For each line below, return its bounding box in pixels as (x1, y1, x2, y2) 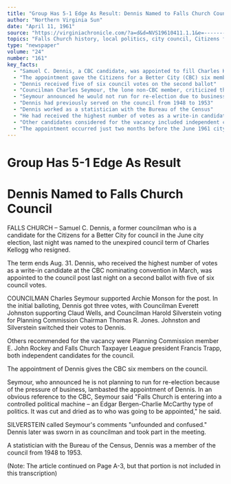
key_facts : (7, 61, 38, 68)
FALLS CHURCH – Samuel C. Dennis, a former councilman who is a (7, 223, 197, 232)
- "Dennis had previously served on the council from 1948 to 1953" (13, 100, 214, 107)
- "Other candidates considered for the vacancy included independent (13, 118, 220, 126)
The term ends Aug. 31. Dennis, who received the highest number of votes (7, 258, 218, 267)
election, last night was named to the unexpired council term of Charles (7, 238, 210, 246)
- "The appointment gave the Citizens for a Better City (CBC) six (13, 74, 211, 81)
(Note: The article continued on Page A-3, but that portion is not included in (7, 461, 221, 470)
